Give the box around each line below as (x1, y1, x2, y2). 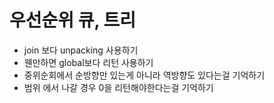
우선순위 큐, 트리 (9, 9, 137, 32)
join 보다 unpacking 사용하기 (23, 44, 139, 56)
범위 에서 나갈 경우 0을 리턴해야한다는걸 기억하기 (23, 81, 214, 93)
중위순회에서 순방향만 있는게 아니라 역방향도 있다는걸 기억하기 (23, 69, 266, 81)
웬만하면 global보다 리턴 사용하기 (23, 56, 154, 68)
